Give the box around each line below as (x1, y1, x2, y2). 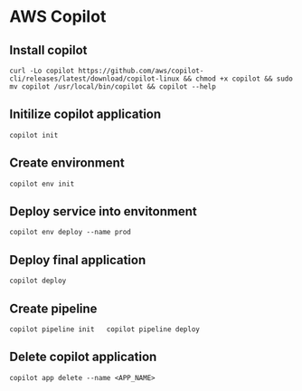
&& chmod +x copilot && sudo (183, 74, 294, 83)
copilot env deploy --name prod (9, 228, 131, 237)
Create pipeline (9, 300, 98, 316)
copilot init (9, 130, 59, 139)
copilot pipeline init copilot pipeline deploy (9, 325, 201, 334)
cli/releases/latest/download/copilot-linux (9, 74, 180, 83)
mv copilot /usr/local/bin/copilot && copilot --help (9, 82, 217, 91)
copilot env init (9, 179, 75, 188)
